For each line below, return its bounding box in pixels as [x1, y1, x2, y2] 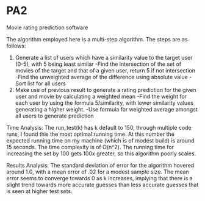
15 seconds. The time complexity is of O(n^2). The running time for [6, 143, 174, 150]
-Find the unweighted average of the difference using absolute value [15, 73, 188, 80]
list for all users [27, 80, 66, 87]
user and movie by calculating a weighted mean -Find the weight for [15, 93, 187, 100]
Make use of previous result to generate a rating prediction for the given [15, 86, 196, 93]
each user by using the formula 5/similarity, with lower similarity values [15, 99, 194, 107]
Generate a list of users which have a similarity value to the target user [15, 54, 193, 61]
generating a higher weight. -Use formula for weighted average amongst [15, 105, 198, 113]
